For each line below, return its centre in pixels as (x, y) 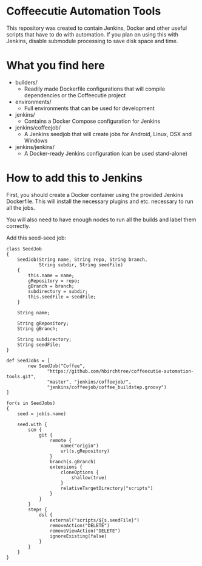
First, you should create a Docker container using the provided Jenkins (95, 195)
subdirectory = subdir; (58, 291)
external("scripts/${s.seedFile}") (94, 520)
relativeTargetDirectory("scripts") (107, 488)
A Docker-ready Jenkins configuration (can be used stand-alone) (106, 153)
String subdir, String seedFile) (81, 265)
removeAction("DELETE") (80, 525)
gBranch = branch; (51, 286)
